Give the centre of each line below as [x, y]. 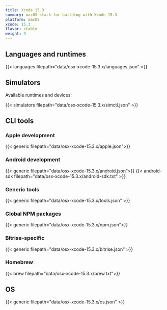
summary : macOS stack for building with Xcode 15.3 [61, 15]
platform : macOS [22, 19]
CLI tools [20, 121]
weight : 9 [16, 34]
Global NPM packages [33, 214]
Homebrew [19, 262]
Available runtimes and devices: [39, 95]
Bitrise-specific [25, 238]
